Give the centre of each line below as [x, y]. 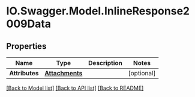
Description [105, 63]
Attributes [24, 73]
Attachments [64, 73]
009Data [29, 24]
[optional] [142, 73]
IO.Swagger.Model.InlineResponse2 [98, 11]
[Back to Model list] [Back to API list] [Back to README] [75, 88]
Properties [26, 46]
